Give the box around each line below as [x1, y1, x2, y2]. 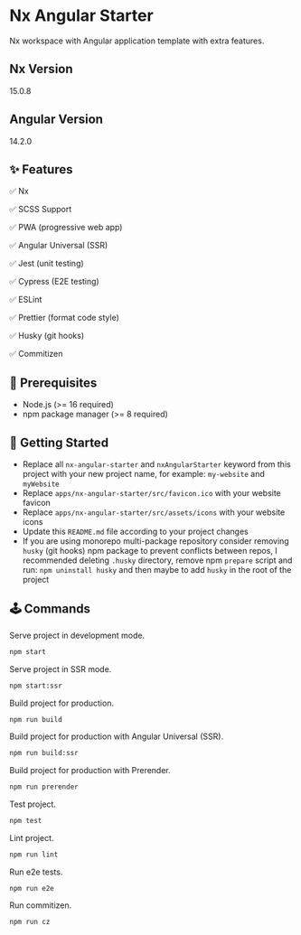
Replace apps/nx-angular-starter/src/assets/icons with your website [22, 507, 286, 518]
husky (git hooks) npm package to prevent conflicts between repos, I [22, 546, 277, 556]
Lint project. [9, 833, 54, 844]
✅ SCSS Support [9, 204, 72, 215]
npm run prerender [9, 782, 79, 791]
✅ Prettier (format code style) [9, 313, 119, 323]
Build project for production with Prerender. [9, 765, 172, 776]
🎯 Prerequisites [9, 375, 98, 390]
